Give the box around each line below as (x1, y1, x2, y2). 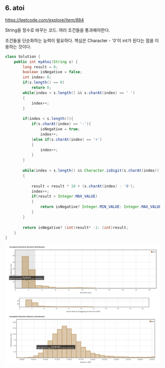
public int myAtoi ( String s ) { (14, 59, 78, 64)
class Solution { (5, 54, 41, 59)
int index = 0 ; (23, 75, 52, 80)
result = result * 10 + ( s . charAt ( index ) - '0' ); (31, 184, 135, 189)
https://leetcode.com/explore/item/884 (5, 17, 84, 23)
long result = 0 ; (23, 64, 58, 69)
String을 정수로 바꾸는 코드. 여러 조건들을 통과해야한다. (5, 27, 110, 33)
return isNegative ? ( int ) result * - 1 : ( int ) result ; (23, 225, 129, 230)
